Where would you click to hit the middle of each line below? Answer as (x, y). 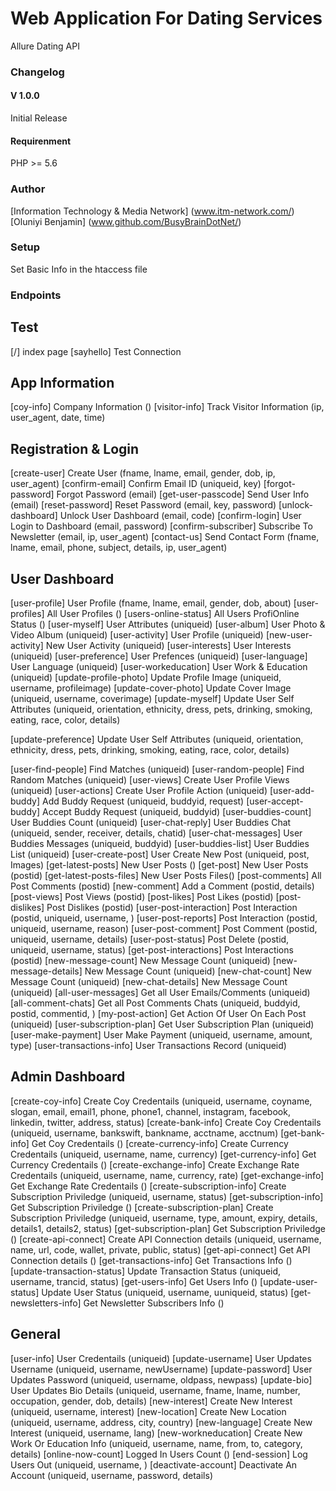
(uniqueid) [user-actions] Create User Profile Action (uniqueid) (139, 791)
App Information (62, 382)
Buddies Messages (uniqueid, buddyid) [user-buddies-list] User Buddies (160, 844)
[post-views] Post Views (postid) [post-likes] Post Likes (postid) (142, 897)
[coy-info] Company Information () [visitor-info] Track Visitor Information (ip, (167, 407)
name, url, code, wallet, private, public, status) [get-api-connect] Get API (160, 1249)
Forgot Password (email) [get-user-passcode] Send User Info (183, 494)
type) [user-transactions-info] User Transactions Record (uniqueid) (148, 1046)
